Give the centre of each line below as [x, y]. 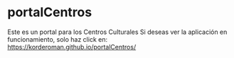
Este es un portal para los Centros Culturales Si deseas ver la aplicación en [117, 32]
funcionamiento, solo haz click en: [58, 39]
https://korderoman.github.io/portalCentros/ [72, 47]
